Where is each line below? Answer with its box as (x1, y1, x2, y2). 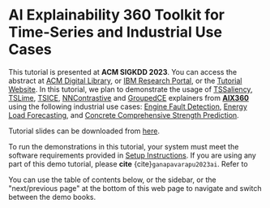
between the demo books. (8, 192, 96, 201)
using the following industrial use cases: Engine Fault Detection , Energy (8, 102, 247, 111)
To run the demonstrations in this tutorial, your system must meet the (8, 141, 239, 151)
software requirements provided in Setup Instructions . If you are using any (8, 150, 257, 160)
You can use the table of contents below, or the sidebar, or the (8, 175, 216, 184)
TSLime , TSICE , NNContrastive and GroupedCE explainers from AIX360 (8, 93, 250, 102)
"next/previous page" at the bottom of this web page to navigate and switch (8, 183, 262, 193)
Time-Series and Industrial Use (8, 23, 223, 41)
